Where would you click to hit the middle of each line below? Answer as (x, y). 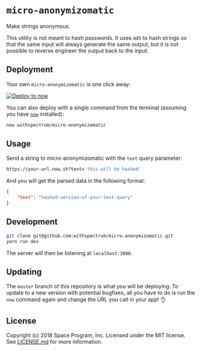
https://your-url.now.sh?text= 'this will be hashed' (74, 169)
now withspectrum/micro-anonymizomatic (56, 125)
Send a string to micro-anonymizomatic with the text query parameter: (94, 158)
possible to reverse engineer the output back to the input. (78, 51)
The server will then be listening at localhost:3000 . (69, 253)
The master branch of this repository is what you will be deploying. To (92, 286)
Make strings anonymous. (38, 26)
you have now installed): (35, 114)
